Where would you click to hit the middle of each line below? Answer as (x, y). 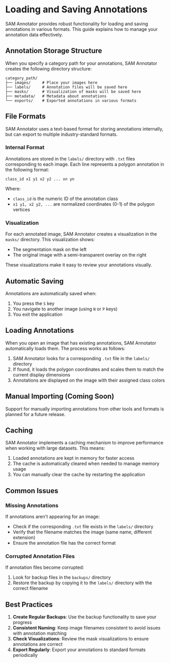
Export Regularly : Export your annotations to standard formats (79, 650)
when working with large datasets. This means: (55, 448)
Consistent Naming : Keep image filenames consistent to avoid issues (87, 628)
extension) (24, 537)
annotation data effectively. (34, 34)
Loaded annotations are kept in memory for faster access (73, 458)
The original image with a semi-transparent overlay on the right (80, 255)
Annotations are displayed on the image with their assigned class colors (89, 380)
